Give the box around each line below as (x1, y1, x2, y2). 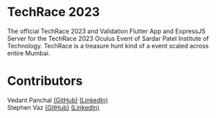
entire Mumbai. (7, 49, 51, 57)
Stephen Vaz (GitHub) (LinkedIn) (7, 103, 100, 111)
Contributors (7, 73, 83, 89)
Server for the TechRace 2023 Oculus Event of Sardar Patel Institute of (7, 34, 209, 42)
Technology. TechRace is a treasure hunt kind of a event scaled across (7, 41, 209, 50)
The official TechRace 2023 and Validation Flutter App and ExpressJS (7, 27, 206, 35)
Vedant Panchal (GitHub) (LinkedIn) (7, 96, 109, 104)
